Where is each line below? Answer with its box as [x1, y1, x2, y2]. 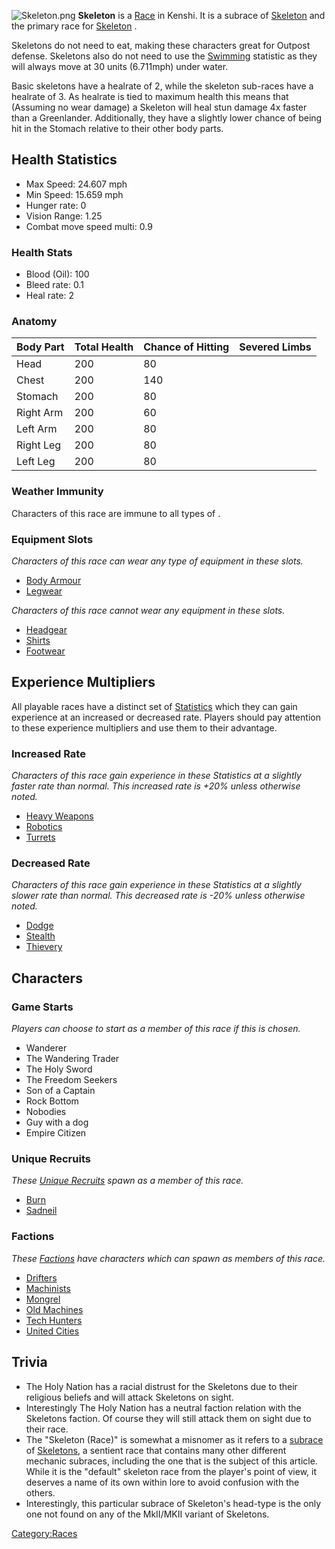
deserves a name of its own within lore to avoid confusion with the [25, 1476, 300, 1488]
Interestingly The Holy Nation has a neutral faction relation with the [25, 1401, 302, 1414]
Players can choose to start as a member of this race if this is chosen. [11, 1023, 301, 1035]
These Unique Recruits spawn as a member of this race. [11, 1175, 244, 1187]
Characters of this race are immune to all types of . [11, 507, 221, 519]
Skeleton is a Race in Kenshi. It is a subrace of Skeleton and [77, 10, 326, 21]
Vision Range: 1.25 [25, 210, 103, 222]
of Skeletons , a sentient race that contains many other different [25, 1444, 287, 1456]
